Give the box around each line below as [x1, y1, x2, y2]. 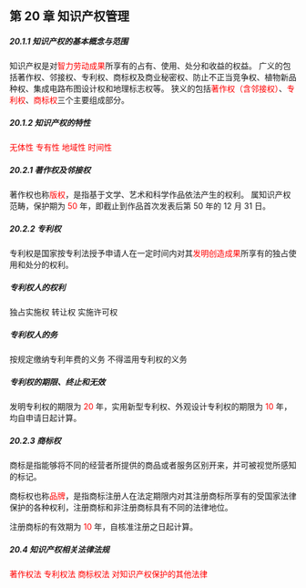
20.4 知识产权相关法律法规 [9, 543, 110, 554]
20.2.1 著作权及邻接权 [9, 164, 91, 175]
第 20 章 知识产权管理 [9, 8, 130, 25]
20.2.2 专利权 [9, 222, 62, 234]
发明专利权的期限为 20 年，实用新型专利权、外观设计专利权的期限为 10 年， [9, 401, 292, 412]
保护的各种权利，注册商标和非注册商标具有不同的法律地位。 [9, 502, 233, 513]
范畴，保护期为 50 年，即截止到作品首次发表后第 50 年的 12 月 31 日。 [9, 201, 271, 211]
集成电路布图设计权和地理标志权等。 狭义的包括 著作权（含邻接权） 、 [33, 83, 287, 94]
